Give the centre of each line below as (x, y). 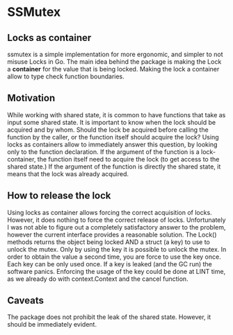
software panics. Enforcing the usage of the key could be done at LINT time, (116, 271)
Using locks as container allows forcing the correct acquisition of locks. (110, 212)
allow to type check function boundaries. (66, 76)
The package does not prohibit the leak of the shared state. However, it (109, 317)
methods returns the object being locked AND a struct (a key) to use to (109, 242)
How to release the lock (59, 196)
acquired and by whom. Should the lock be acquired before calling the (108, 130)
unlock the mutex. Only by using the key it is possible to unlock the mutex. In (117, 249)
